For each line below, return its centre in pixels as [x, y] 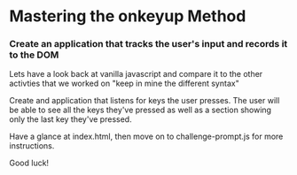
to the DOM [34, 55]
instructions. [32, 146]
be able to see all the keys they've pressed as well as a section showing [141, 110]
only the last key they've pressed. [70, 119]
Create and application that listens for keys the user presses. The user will [145, 101]
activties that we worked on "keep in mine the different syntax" [124, 84]
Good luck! [29, 163]
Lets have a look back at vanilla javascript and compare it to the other [136, 74]
